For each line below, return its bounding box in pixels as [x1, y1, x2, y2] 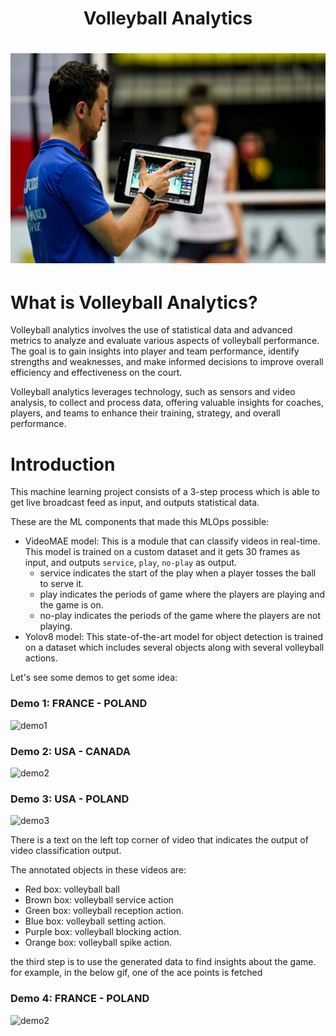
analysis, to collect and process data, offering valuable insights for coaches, [10, 397, 325, 409]
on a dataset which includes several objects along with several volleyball [24, 642, 325, 654]
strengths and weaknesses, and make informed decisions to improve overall [10, 356, 324, 368]
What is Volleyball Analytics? [10, 291, 258, 314]
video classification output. [10, 845, 122, 857]
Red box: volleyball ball [24, 883, 120, 896]
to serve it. [39, 578, 85, 590]
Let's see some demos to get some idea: [10, 672, 178, 684]
